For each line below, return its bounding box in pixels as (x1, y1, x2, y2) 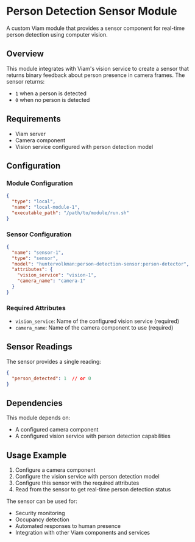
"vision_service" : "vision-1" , (17, 272, 97, 278)
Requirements (6, 114, 61, 125)
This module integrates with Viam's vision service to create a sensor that (6, 65, 189, 72)
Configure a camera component (15, 466, 96, 474)
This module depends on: (6, 414, 71, 422)
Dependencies (6, 398, 63, 408)
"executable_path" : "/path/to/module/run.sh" (12, 209, 130, 216)
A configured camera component (15, 426, 99, 433)
